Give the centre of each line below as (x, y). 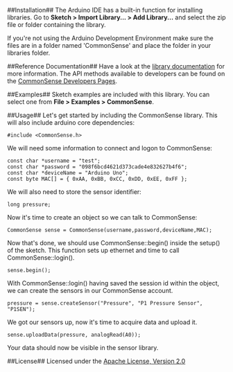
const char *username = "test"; (54, 161)
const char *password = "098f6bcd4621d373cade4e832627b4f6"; (97, 167)
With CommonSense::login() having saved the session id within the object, (113, 283)
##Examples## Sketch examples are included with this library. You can (109, 94)
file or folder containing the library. (57, 25)
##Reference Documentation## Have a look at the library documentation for (116, 66)
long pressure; (29, 204)
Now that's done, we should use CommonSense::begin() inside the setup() (114, 243)
